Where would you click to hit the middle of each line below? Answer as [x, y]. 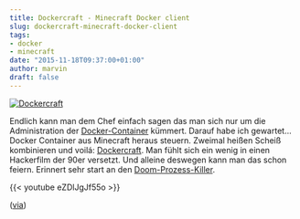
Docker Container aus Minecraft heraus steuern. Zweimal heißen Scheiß [145, 140]
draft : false [34, 78]
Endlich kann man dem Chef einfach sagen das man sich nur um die [138, 120]
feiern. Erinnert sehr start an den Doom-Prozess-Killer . [112, 169]
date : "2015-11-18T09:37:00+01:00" [77, 60]
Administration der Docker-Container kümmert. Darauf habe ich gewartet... [150, 130]
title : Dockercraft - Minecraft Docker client [100, 18]
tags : [20, 35]
